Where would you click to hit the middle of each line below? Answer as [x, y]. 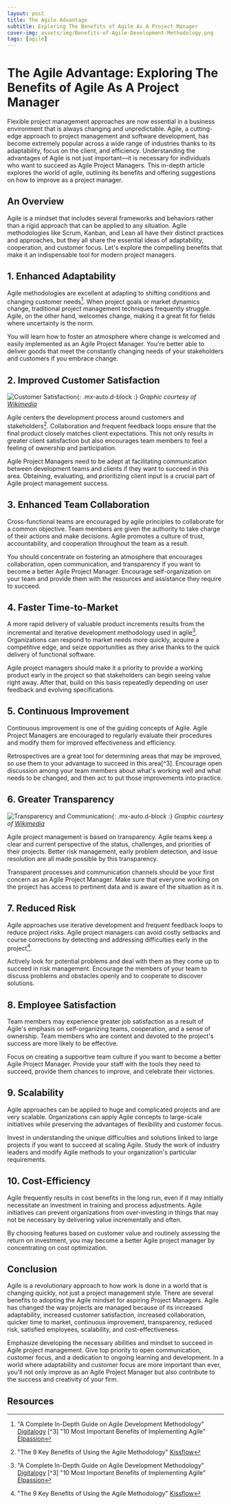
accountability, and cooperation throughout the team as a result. [98, 543]
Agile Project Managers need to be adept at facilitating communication [107, 461]
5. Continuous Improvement [68, 711]
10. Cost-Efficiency [49, 1181]
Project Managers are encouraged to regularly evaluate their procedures [110, 735]
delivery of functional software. [52, 655]
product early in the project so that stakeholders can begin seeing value [109, 675]
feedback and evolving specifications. [61, 690]
